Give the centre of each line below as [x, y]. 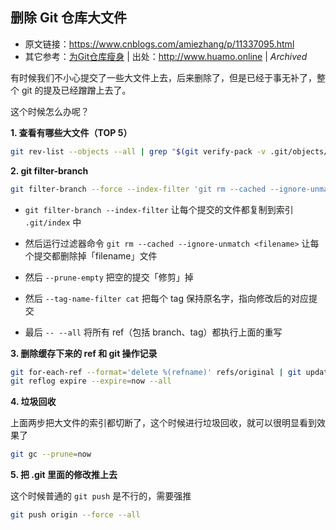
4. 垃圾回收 [33, 402]
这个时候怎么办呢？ [50, 111]
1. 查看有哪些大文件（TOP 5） [71, 132]
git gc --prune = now [51, 454]
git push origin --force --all [75, 515]
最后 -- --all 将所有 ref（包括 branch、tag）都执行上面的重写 [153, 332]
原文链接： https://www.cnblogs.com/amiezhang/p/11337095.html [159, 44]
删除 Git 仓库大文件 [69, 18]
